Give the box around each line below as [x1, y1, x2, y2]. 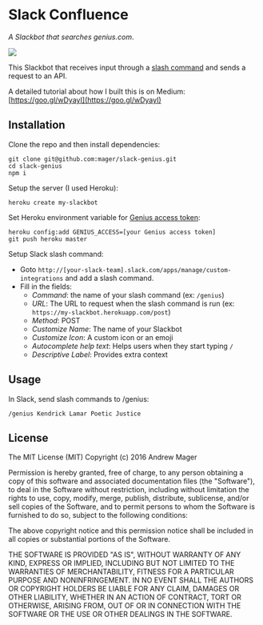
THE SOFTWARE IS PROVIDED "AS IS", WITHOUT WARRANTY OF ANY [8, 550, 241, 559]
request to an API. [8, 70, 68, 81]
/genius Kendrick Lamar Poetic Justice [8, 410, 141, 418]
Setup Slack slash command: [8, 249, 104, 258]
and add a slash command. [65, 273, 154, 282]
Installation [8, 118, 66, 132]
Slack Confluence [8, 6, 130, 24]
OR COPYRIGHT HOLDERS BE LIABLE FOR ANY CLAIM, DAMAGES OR [8, 584, 240, 594]
